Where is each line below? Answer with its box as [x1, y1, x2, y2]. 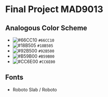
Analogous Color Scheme [5, 24, 87, 32]
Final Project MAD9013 [5, 4, 103, 15]
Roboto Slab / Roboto [12, 86, 57, 92]
